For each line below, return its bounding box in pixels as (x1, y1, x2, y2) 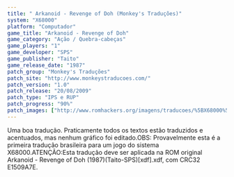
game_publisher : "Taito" (7, 56, 79, 62)
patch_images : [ (7, 107, 54, 114)
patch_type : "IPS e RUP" (7, 94, 79, 101)
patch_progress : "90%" (7, 101, 73, 108)
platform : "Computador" (7, 23, 77, 30)
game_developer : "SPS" (7, 49, 73, 56)
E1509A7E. (7, 162, 38, 171)
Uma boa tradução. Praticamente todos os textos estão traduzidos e (7, 126, 203, 134)
